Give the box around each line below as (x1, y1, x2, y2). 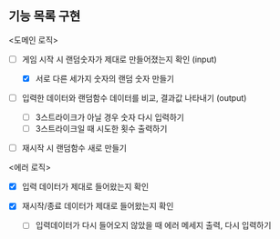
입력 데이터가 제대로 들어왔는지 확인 (21, 181, 150, 193)
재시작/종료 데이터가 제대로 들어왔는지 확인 (21, 201, 174, 212)
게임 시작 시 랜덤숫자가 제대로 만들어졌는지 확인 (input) (21, 54, 218, 65)
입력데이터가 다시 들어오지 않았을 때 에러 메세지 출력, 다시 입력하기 (35, 220, 272, 231)
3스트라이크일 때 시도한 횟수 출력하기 (35, 124, 168, 134)
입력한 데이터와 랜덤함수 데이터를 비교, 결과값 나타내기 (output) (21, 92, 247, 103)
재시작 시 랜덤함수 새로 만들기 (21, 143, 127, 154)
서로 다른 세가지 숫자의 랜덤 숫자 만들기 (35, 73, 175, 84)
